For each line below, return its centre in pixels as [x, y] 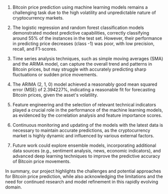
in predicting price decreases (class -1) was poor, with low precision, [83, 44]
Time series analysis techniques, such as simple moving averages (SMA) [88, 59]
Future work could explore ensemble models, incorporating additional [84, 145]
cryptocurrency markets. [38, 18]
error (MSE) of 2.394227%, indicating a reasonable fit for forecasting [84, 89]
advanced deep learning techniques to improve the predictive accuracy [86, 156]
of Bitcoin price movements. [42, 161]
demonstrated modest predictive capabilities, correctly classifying [81, 33]
